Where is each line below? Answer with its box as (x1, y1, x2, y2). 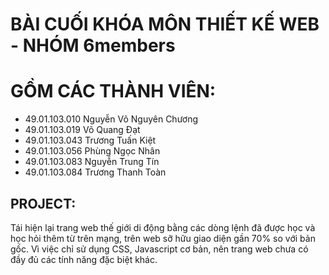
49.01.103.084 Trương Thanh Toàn (24, 166, 167, 178)
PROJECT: (10, 195, 77, 212)
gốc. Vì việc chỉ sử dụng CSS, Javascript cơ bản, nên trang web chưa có (10, 243, 309, 255)
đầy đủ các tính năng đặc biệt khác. (10, 253, 158, 265)
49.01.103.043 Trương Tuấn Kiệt (24, 134, 157, 147)
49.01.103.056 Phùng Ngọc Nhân (24, 145, 161, 157)
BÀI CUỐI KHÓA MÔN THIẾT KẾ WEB (10, 13, 320, 36)
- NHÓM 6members (10, 34, 176, 57)
